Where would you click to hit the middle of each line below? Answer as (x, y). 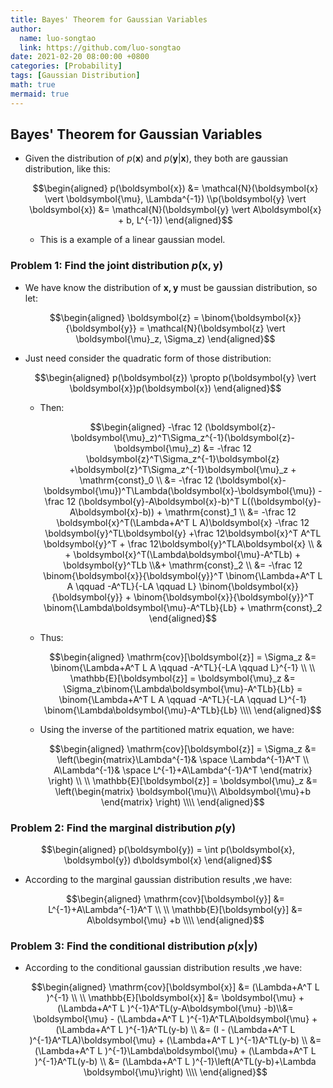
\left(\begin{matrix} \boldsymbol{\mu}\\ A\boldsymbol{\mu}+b (183, 791)
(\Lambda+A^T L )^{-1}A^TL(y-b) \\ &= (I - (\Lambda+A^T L (175, 1030)
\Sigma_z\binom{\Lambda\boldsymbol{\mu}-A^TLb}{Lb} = (183, 688)
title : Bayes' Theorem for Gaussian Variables (109, 19)
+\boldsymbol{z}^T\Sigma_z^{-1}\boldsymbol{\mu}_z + (183, 469)
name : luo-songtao (58, 38)
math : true (33, 85)
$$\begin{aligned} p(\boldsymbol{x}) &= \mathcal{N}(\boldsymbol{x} (175, 188)
